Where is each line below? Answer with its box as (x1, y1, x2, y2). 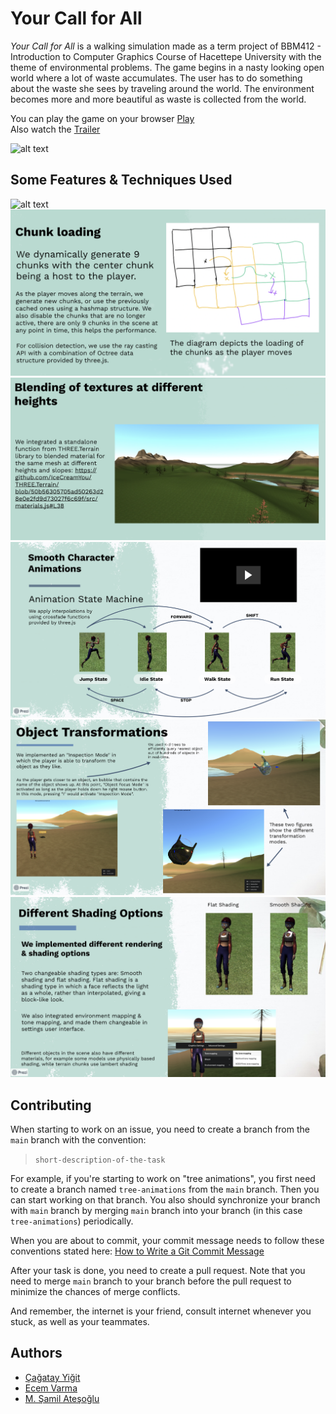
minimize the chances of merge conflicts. (10, 1286, 181, 1298)
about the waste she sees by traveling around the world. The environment (10, 82, 315, 94)
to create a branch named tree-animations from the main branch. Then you (10, 1183, 320, 1196)
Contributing (10, 1097, 92, 1114)
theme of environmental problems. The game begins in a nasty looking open (10, 61, 325, 73)
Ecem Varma (24, 1382, 78, 1394)
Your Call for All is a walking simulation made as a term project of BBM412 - (10, 40, 322, 52)
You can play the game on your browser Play (10, 112, 195, 124)
